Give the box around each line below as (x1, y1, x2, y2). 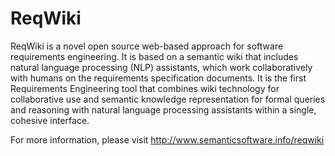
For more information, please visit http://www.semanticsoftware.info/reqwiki (10, 133, 325, 146)
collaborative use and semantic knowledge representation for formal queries (10, 93, 326, 105)
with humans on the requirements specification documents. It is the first (10, 72, 307, 84)
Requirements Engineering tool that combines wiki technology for (10, 82, 280, 94)
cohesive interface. (10, 114, 90, 126)
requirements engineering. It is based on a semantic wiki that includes (10, 50, 299, 62)
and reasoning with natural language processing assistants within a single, (10, 103, 317, 116)
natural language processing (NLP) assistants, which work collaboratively (10, 61, 313, 73)
